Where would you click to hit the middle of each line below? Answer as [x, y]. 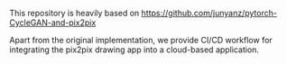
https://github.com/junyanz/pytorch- [209, 13]
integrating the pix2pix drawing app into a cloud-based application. [134, 50]
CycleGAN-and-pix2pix [53, 23]
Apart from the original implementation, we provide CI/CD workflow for [141, 40]
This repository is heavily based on [74, 13]
